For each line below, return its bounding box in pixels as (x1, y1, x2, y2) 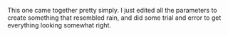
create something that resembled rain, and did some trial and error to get (7, 13, 222, 22)
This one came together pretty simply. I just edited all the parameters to (7, 6, 217, 14)
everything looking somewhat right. (7, 21, 112, 29)
